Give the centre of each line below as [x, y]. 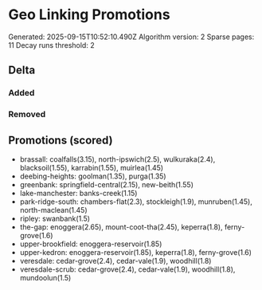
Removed [27, 115]
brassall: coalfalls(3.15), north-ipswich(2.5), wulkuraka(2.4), [117, 159]
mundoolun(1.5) [45, 277]
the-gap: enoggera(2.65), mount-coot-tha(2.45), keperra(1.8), [121, 227]
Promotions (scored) [61, 140]
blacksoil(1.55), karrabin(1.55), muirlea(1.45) [92, 167]
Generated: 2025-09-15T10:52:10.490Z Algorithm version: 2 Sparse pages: [131, 37]
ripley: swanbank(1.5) [55, 218]
